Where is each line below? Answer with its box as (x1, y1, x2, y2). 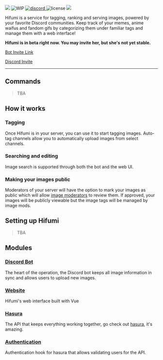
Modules (5, 244, 33, 252)
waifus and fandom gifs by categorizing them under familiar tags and (5, 25, 143, 31)
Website (5, 287, 25, 294)
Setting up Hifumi (5, 217, 59, 225)
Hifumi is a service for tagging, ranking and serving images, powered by (5, 15, 149, 20)
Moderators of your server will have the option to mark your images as (5, 187, 146, 193)
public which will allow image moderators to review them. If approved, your (5, 192, 155, 198)
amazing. (5, 326, 23, 332)
